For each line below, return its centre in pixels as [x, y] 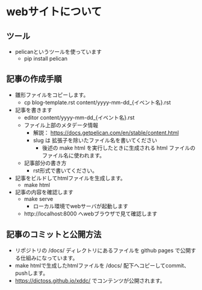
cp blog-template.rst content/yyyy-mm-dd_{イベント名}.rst [97, 102]
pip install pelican [46, 58]
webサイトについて [54, 12]
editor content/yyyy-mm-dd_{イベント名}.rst [79, 117]
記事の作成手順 [34, 79]
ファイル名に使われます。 [74, 155]
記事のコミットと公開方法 [54, 235]
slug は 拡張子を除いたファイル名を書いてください [95, 140]
